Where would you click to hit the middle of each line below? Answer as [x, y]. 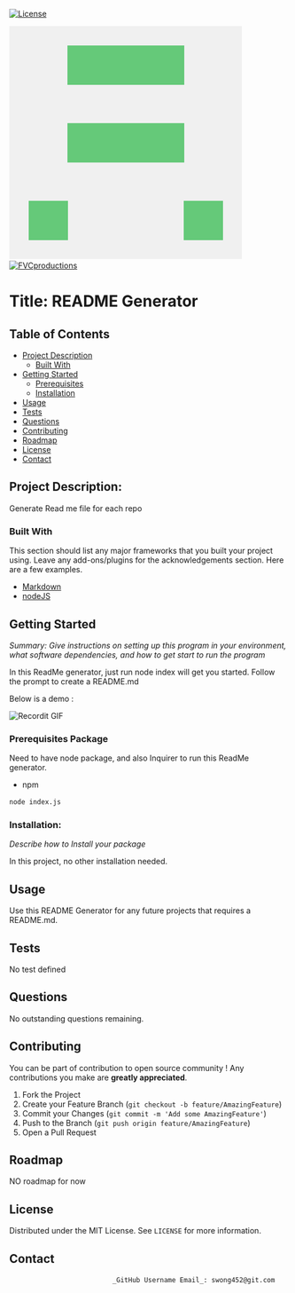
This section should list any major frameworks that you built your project [141, 551]
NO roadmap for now [48, 1181]
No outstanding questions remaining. [77, 1018]
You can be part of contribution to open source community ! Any [127, 1068]
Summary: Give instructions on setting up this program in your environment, [148, 645]
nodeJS [36, 596]
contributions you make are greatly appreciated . [98, 1077]
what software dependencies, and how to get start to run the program [137, 654]
